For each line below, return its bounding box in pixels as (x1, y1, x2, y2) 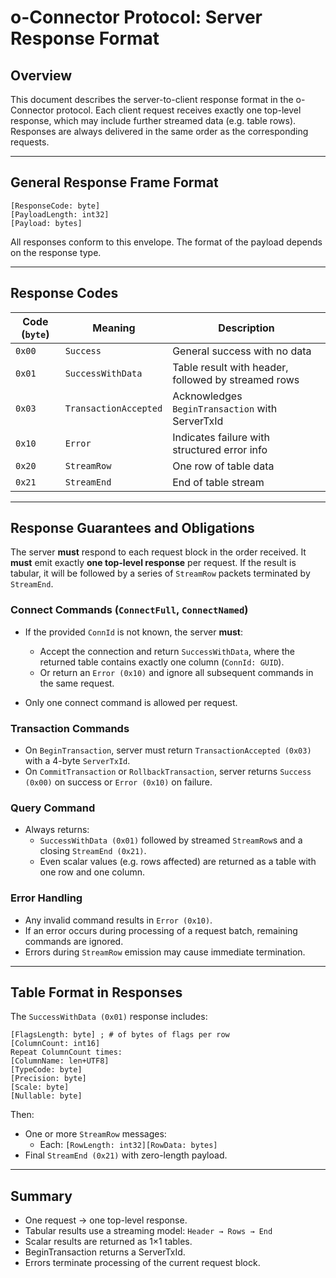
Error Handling (10, 891, 83, 905)
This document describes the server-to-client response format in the (10, 94, 294, 105)
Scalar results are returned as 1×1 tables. (24, 1236, 193, 1248)
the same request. (39, 677, 115, 689)
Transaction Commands (10, 721, 130, 735)
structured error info (172, 442, 268, 456)
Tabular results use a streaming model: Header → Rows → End (24, 1225, 273, 1237)
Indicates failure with (172, 430, 270, 444)
